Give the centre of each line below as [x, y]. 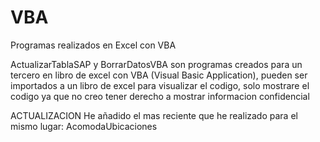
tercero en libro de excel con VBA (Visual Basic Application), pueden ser [159, 75]
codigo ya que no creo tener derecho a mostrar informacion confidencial [160, 96]
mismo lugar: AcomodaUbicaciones [84, 126]
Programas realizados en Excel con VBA [93, 45]
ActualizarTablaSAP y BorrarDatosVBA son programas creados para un [156, 64]
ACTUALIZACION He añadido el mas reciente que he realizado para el [154, 115]
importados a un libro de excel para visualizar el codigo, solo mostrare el [160, 85]
